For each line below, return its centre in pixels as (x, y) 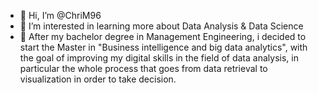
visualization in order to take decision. (98, 79)
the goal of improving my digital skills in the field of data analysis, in (159, 58)
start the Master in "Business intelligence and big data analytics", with (163, 47)
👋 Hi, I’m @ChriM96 (60, 15)
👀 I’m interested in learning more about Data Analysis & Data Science (161, 26)
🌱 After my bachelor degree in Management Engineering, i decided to (163, 36)
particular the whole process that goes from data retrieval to (143, 68)
